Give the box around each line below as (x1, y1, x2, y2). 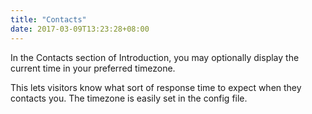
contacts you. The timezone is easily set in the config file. (10, 92, 248, 104)
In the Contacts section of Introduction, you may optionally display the (10, 51, 300, 63)
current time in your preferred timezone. (10, 62, 176, 74)
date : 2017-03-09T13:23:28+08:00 (10, 24, 150, 34)
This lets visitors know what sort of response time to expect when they (10, 81, 302, 93)
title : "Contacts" (10, 14, 87, 25)
